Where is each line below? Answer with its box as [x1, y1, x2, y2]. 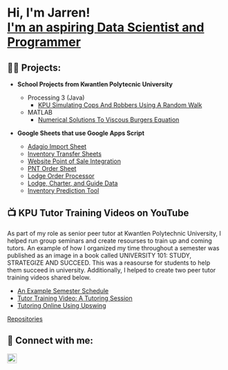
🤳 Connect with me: [7, 335, 93, 346]
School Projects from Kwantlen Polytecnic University [17, 80, 173, 88]
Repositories [7, 315, 43, 323]
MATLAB [27, 109, 53, 116]
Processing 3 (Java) [27, 93, 85, 102]
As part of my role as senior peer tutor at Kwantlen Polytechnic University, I [7, 229, 221, 237]
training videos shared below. [7, 273, 91, 281]
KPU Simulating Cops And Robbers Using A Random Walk [37, 101, 202, 109]
